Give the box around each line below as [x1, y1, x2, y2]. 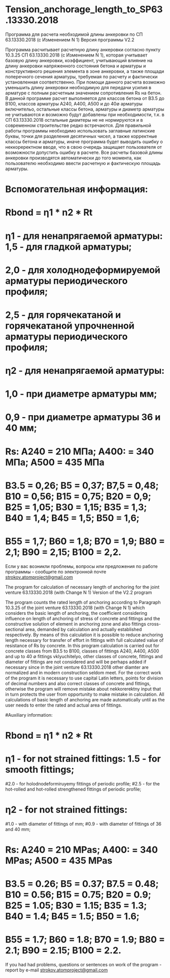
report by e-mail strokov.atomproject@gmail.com [5, 967, 108, 973]
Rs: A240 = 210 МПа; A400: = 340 [5, 446, 154, 457]
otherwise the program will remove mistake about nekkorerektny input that [5, 686, 161, 692]
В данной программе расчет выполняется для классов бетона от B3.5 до [5, 95, 165, 101]
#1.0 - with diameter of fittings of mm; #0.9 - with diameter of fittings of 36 [5, 821, 161, 827]
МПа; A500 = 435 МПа [5, 456, 105, 468]
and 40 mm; [5, 826, 31, 832]
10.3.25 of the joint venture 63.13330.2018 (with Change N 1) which [5, 605, 145, 611]
